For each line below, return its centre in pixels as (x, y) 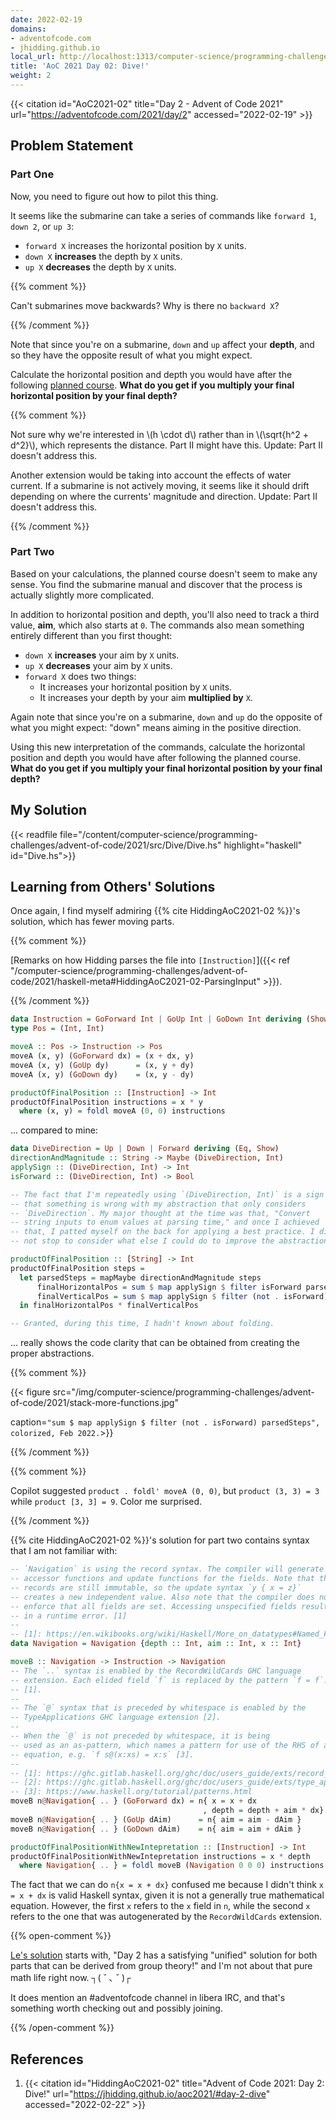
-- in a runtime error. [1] (69, 1616)
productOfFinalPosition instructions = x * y (106, 1102)
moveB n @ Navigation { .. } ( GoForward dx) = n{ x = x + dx (133, 1801)
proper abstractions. (52, 1353)
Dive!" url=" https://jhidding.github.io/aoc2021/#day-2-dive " (147, 2094)
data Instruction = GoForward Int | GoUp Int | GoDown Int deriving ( (160, 1019)
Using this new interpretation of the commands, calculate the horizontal (158, 747)
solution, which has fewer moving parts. (92, 922)
